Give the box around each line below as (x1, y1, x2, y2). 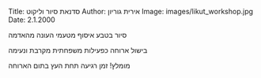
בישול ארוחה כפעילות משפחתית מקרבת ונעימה (8, 46, 148, 54)
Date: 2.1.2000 (8, 15, 55, 24)
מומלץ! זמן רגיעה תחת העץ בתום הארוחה (8, 61, 130, 70)
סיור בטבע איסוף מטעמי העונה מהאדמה (8, 31, 127, 39)
